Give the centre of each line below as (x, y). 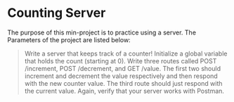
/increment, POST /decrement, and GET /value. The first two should (123, 68)
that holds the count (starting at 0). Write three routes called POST (121, 60)
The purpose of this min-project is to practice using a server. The (102, 32)
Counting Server (57, 13)
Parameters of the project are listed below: (69, 39)
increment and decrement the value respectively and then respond (121, 76)
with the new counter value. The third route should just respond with (123, 83)
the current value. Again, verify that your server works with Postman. (124, 91)
